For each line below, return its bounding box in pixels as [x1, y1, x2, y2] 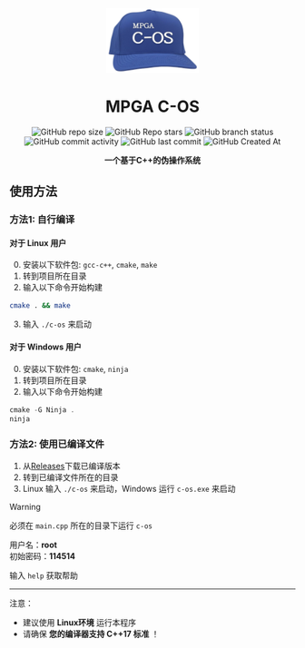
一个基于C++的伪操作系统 [103, 154, 202, 165]
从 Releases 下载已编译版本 [22, 460, 121, 471]
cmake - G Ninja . [9, 405, 75, 415]
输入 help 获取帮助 [9, 570, 79, 581]
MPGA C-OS [105, 96, 200, 117]
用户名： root [9, 539, 57, 550]
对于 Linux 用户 [9, 237, 66, 248]
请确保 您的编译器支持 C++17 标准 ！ [22, 628, 160, 639]
